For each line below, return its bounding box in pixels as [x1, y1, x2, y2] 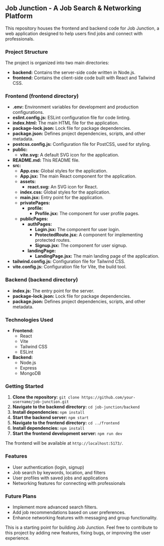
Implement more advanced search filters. [12, 504, 98, 510]
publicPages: [20, 216, 49, 222]
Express [20, 365, 37, 371]
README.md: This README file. [12, 157, 80, 163]
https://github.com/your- [81, 395, 136, 400]
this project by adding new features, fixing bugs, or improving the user [5, 529, 151, 535]
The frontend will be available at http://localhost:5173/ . [5, 440, 123, 446]
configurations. [12, 109, 44, 115]
